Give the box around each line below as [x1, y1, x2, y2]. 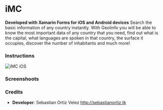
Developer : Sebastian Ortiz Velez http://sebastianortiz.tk [12, 100, 126, 106]
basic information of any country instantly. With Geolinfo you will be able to [5, 24, 156, 30]
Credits [5, 89, 23, 95]
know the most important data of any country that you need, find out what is [5, 30, 159, 36]
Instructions [5, 52, 35, 59]
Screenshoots [5, 75, 39, 82]
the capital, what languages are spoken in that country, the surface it [5, 35, 143, 41]
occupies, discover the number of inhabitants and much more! [5, 40, 130, 46]
